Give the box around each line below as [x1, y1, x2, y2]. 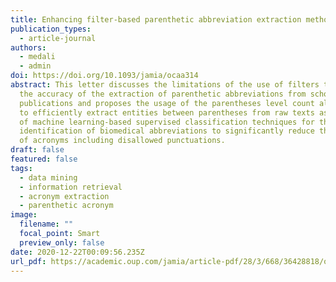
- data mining [19, 172, 78, 183]
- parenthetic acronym [19, 201, 114, 211]
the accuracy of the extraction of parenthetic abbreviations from [19, 89, 307, 99]
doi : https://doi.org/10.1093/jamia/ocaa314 [10, 71, 199, 81]
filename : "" [19, 219, 74, 230]
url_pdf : [10, 256, 47, 266]
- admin [19, 61, 52, 71]
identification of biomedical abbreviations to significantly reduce [19, 126, 315, 136]
